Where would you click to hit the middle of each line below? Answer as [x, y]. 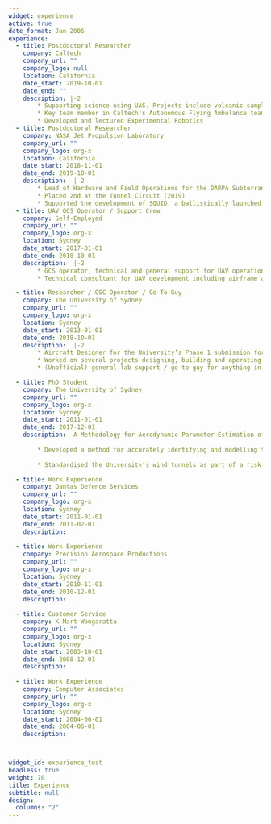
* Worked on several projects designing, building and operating [150, 360]
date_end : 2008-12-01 [59, 659]
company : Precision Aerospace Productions [95, 554]
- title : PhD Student [52, 382]
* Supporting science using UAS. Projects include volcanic [140, 106]
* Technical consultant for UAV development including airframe [148, 278]
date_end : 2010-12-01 [59, 592]
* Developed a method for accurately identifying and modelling [148, 449]
